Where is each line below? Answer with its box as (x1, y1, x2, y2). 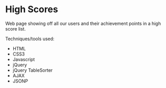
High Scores (5, 4, 59, 15)
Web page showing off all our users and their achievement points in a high (5, 20, 161, 26)
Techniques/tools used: (5, 36, 54, 42)
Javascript (12, 56, 35, 62)
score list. (5, 25, 26, 32)
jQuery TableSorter (12, 67, 53, 73)
